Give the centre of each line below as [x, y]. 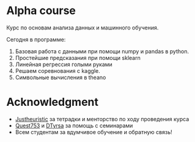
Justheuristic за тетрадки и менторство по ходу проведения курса [102, 119]
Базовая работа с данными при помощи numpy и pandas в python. [102, 51]
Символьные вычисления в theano [61, 77]
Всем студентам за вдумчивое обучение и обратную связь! [94, 132]
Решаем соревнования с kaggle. [57, 70]
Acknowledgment [53, 102]
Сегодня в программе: [36, 39]
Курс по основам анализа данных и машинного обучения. [83, 28]
